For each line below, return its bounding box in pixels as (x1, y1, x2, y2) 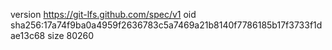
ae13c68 (10, 30, 46, 41)
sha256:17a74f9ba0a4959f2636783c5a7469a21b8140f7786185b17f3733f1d (10, 19, 323, 31)
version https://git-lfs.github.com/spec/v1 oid (10, 9, 197, 20)
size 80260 (47, 30, 95, 41)
